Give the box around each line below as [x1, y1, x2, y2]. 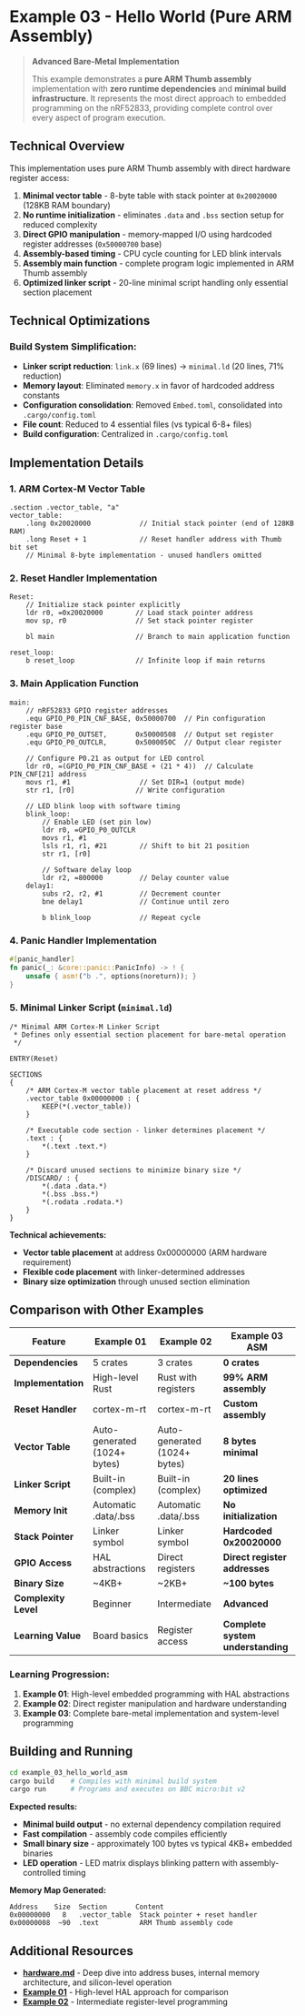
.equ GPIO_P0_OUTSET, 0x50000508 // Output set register [25, 730, 274, 739]
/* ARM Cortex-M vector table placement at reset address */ [25, 1086, 261, 1095]
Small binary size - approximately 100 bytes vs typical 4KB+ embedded [22, 1839, 292, 1849]
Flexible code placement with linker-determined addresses [22, 1266, 245, 1277]
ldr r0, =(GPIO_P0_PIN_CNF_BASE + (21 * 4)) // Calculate [25, 762, 254, 771]
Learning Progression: [9, 1667, 111, 1680]
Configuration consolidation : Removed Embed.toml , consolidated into [22, 400, 283, 410]
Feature [31, 1335, 66, 1348]
